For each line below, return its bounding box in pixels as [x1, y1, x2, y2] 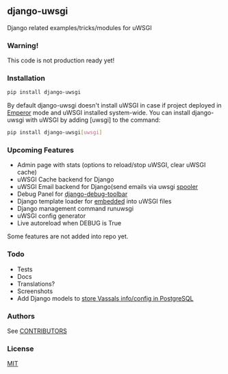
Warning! [7, 40, 39, 50]
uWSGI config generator [16, 212, 86, 220]
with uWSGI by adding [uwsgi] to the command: [25, 116, 161, 124]
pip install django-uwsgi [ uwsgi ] [7, 129, 103, 136]
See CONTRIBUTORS [7, 327, 67, 335]
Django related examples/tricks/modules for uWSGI [7, 23, 152, 32]
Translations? [16, 279, 55, 288]
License [7, 344, 34, 353]
